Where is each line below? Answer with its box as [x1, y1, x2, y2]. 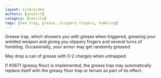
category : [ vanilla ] [5, 16, 47, 21]
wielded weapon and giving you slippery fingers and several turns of [5, 39, 142, 45]
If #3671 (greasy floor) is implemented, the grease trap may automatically [5, 63, 152, 68]
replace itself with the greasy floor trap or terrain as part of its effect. [5, 68, 143, 74]
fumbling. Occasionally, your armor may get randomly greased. [5, 44, 131, 50]
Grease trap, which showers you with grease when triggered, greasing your [5, 34, 156, 39]
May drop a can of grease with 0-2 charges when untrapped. [5, 53, 127, 59]
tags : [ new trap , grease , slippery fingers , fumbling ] [5, 20, 118, 26]
